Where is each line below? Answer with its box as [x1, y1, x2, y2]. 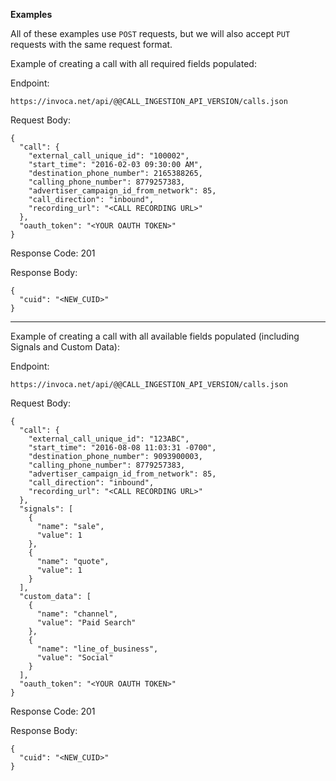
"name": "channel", [36, 609, 118, 619]
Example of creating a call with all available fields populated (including [10, 330, 300, 342]
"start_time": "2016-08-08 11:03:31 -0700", [28, 443, 217, 453]
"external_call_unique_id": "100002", [28, 151, 190, 161]
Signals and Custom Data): [10, 341, 120, 353]
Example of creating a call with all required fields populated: [10, 58, 257, 69]
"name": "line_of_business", [36, 644, 159, 654]
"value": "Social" [36, 653, 114, 663]
